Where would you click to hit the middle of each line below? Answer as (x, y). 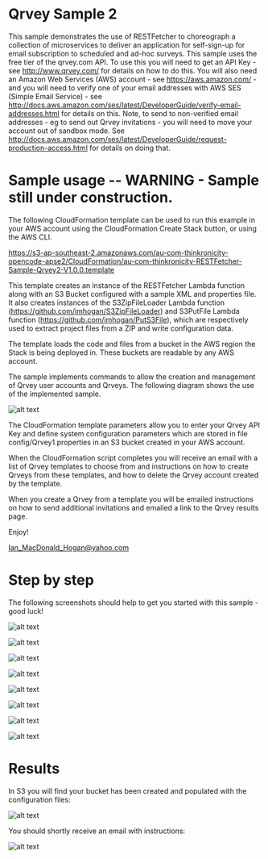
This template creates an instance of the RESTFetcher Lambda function (127, 285)
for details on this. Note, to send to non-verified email (150, 113)
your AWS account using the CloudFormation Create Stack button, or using (133, 228)
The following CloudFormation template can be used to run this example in (132, 219)
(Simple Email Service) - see (56, 96)
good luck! (26, 611)
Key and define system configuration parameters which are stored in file (128, 433)
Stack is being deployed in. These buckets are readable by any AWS (122, 352)
